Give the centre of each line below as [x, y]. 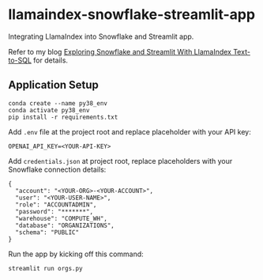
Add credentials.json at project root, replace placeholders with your [120, 161]
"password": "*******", [54, 211]
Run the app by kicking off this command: [76, 254]
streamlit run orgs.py [45, 268]
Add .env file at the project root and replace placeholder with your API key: [130, 131]
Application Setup [53, 85]
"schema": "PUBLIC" [47, 232]
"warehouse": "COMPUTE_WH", [62, 218]
